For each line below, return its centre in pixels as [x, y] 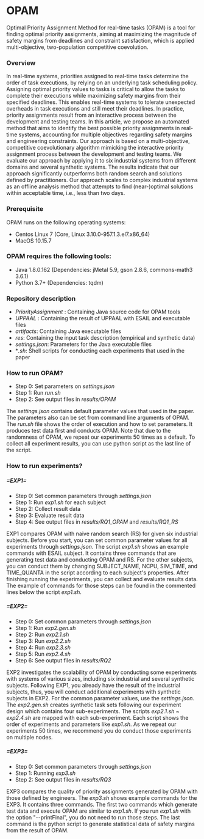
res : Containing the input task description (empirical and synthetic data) [105, 338]
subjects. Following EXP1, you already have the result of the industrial [93, 686]
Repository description [41, 298]
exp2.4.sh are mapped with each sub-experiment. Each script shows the [97, 718]
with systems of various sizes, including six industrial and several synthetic [100, 679]
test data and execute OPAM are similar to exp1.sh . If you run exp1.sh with [98, 811]
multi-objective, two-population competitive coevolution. [77, 47]
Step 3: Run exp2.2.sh [43, 641]
